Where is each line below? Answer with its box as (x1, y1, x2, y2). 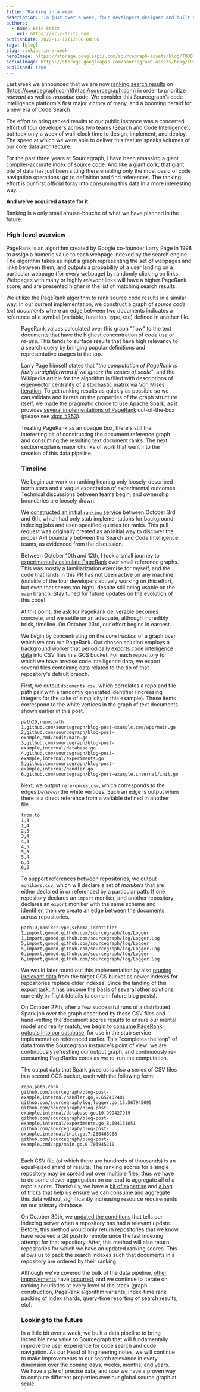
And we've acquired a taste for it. (6, 198, 90, 205)
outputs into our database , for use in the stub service (21, 1029, 152, 1036)
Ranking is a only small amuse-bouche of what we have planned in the (6, 210, 179, 217)
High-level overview (6, 231, 66, 239)
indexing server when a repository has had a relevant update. (21, 1219, 171, 1226)
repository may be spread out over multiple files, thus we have (21, 1170, 174, 1177)
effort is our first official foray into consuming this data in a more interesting (6, 180, 192, 187)
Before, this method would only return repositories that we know (21, 1226, 179, 1233)
